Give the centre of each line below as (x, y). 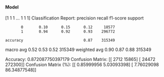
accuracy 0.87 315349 (60, 40)
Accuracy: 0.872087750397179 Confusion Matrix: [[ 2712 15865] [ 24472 (80, 59)
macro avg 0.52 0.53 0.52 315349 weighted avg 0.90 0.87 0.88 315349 (78, 49)
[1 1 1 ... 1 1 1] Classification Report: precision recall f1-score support (74, 18)
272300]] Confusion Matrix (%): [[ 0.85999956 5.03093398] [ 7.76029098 (82, 64)
